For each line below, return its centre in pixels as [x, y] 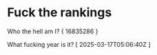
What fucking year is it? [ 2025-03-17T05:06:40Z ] [79, 44]
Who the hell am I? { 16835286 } [53, 31]
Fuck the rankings [60, 13]
